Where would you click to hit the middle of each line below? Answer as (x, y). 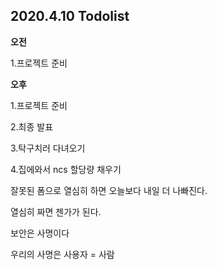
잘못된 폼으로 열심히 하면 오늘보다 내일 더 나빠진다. (109, 190)
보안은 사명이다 (40, 233)
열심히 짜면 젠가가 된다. (56, 211)
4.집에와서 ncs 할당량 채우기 (66, 169)
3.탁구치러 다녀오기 (48, 148)
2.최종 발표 (32, 126)
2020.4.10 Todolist (70, 16)
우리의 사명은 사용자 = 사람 (62, 254)
